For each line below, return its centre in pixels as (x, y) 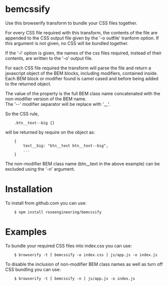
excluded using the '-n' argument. (40, 169)
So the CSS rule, (22, 114)
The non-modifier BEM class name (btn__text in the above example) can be (82, 164)
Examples (26, 232)
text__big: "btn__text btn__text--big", (66, 146)
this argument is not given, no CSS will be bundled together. (67, 43)
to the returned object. (28, 84)
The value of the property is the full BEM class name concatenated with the (83, 93)
